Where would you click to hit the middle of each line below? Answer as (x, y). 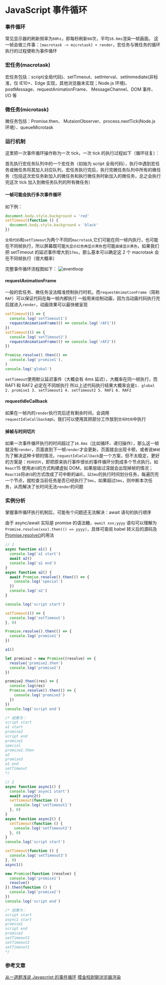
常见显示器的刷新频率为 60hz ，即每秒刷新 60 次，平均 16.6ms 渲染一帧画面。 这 (82, 39)
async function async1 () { (33, 787)
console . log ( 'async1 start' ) (40, 791)
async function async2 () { (33, 819)
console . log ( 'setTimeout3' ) (39, 856)
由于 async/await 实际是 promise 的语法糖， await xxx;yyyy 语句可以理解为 (81, 523)
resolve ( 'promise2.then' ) (36, 663)
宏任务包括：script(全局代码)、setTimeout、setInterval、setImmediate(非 (80, 77)
